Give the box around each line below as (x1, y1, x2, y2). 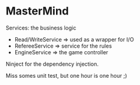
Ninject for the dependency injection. (5, 60, 99, 68)
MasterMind (5, 4, 69, 18)
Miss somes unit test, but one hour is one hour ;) (5, 72, 127, 79)
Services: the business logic (5, 24, 77, 31)
